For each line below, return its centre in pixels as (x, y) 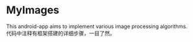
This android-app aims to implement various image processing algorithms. (97, 26)
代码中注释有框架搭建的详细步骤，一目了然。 (61, 33)
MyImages (33, 10)
